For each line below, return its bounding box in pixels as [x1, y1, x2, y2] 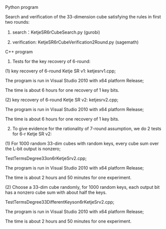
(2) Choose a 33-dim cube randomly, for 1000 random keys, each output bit [5, 184, 160, 190]
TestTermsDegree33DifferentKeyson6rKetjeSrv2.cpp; [5, 199, 114, 205]
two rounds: [5, 19, 30, 25]
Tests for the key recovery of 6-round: [12, 58, 91, 64]
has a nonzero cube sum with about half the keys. [5, 189, 107, 195]
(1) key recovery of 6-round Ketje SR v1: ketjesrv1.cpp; [5, 68, 116, 74]
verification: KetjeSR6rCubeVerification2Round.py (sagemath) [12, 39, 139, 45]
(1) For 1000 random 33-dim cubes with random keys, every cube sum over [5, 141, 159, 146]
